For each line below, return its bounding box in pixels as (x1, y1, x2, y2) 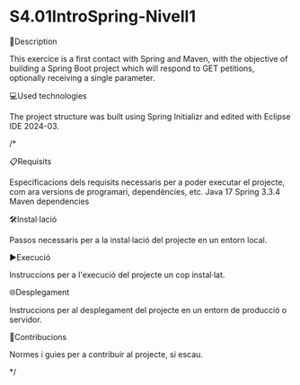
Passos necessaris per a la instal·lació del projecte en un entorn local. (9, 234, 268, 245)
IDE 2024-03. (9, 120, 60, 131)
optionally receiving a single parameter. (9, 72, 155, 83)
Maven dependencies (9, 196, 90, 206)
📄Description (9, 36, 57, 47)
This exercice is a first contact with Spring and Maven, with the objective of (9, 53, 288, 64)
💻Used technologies (9, 90, 87, 101)
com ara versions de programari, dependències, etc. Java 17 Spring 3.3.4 (9, 186, 281, 197)
